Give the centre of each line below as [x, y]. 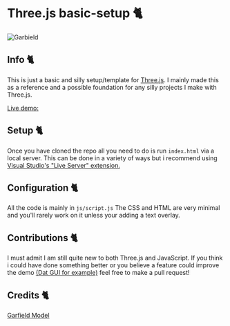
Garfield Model [28, 315]
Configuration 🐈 [43, 188]
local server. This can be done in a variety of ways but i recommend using [112, 158]
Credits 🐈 [28, 295]
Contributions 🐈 [42, 238]
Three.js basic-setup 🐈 [75, 13]
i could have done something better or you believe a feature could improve [113, 265]
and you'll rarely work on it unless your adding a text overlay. [94, 215]
